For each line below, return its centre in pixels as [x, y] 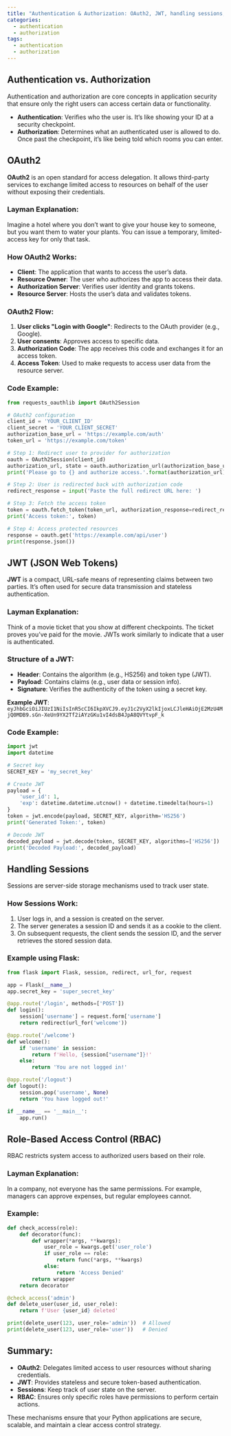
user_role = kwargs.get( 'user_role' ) [98, 1247]
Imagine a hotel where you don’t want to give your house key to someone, [112, 224]
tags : [15, 39]
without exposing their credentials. [56, 192]
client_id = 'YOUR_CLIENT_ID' [51, 421]
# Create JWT [26, 784]
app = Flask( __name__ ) [40, 985]
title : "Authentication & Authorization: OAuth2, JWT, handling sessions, [117, 13]
